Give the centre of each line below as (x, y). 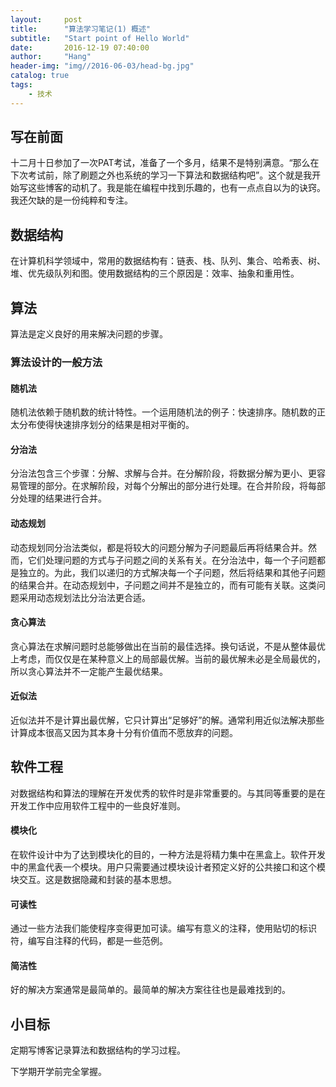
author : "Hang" (51, 57)
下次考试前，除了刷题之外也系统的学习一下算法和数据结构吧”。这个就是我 (161, 175)
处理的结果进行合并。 (62, 498)
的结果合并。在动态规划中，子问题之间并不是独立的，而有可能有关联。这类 (163, 585)
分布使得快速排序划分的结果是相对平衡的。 (106, 425)
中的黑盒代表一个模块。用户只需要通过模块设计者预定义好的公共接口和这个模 (168, 867)
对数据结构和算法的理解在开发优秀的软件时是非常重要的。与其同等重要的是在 (168, 793)
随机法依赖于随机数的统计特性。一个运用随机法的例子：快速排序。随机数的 (163, 412)
